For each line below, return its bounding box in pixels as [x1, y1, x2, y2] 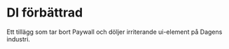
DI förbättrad [6, 5, 83, 21]
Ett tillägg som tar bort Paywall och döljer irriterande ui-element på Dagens [6, 28, 223, 36]
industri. [6, 35, 31, 43]
